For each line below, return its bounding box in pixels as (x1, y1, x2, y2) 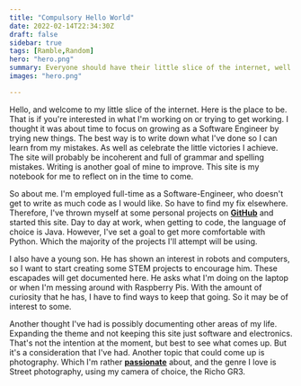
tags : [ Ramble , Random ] (9, 47, 94, 56)
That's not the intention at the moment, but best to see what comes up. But (9, 338, 288, 348)
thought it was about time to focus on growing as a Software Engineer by (9, 123, 279, 134)
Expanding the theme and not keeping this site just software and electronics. (9, 328, 293, 338)
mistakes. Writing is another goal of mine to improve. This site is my (9, 161, 260, 171)
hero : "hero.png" (9, 55, 75, 64)
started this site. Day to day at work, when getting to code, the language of (9, 216, 287, 227)
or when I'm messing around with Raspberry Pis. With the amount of (9, 282, 262, 293)
